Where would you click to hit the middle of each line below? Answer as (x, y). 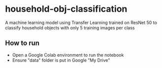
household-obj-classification (66, 9)
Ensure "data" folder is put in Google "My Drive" (61, 60)
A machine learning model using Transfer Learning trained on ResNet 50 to (81, 23)
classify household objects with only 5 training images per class (70, 27)
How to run (22, 43)
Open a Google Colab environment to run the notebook (68, 55)
